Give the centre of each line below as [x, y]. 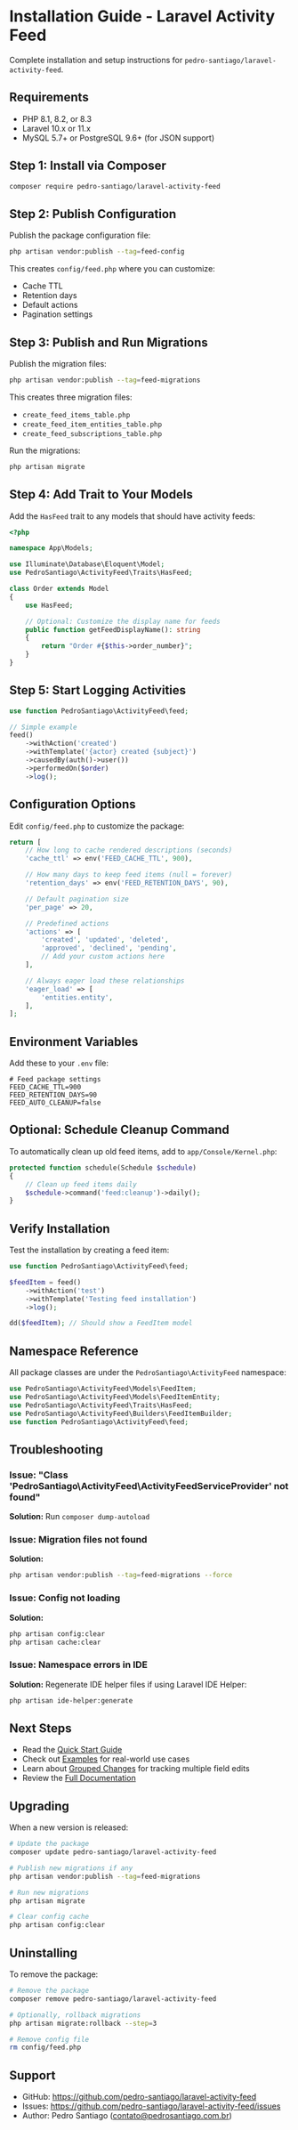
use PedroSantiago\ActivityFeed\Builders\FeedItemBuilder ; [121, 1413]
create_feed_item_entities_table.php [92, 425]
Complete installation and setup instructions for [96, 60]
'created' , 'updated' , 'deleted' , [105, 940]
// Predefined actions [67, 923]
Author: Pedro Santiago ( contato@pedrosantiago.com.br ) [127, 2116]
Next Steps [40, 1728]
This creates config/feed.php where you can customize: [112, 269]
